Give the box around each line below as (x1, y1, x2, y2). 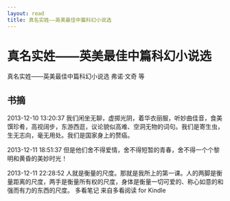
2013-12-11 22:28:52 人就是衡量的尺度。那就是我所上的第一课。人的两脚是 (7, 169, 217, 178)
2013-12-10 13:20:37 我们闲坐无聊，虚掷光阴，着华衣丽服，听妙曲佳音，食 (7, 114, 217, 123)
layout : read (7, 10, 45, 17)
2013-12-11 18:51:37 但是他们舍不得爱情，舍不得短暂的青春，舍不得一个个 (7, 146, 214, 154)
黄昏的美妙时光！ (19, 154, 67, 162)
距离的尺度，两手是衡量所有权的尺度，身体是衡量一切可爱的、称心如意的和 (12, 178, 224, 186)
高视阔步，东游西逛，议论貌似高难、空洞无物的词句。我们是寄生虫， (30, 123, 224, 131)
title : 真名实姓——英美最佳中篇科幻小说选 (7, 17, 112, 23)
